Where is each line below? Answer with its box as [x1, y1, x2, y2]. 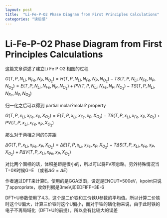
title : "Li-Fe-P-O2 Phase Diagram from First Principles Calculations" [5, 12, 160, 17]
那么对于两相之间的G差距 [5, 132, 57, 138]
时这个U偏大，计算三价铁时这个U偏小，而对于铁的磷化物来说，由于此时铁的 [5, 201, 161, 207]
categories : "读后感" [5, 16, 48, 21]
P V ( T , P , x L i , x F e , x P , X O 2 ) [5, 119, 54, 127]
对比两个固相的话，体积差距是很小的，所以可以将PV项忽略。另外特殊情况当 [5, 161, 160, 167]
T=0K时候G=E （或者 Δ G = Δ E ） [5, 168, 71, 174]
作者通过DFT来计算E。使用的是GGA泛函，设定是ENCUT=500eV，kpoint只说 [5, 178, 162, 184]
